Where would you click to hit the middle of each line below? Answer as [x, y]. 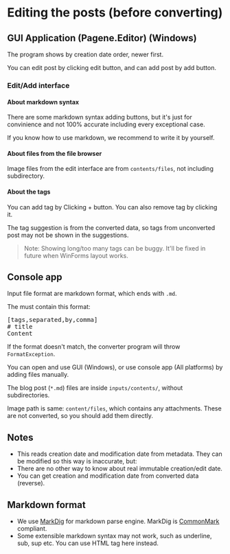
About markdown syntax [43, 102]
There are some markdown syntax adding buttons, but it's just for [100, 117]
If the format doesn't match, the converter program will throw [94, 347]
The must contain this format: [49, 307]
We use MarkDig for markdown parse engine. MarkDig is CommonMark [118, 521]
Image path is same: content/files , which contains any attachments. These [114, 408]
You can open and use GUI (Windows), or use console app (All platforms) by [115, 367]
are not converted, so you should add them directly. [80, 416]
